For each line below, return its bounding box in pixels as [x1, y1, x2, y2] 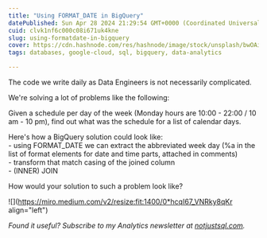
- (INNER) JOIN [8, 166, 58, 175]
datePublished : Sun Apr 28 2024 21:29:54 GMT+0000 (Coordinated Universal [8, 19, 261, 27]
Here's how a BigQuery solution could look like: [8, 132, 164, 142]
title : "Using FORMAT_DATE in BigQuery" [8, 11, 145, 20]
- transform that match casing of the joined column [8, 158, 176, 167]
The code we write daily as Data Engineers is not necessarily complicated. [8, 77, 252, 87]
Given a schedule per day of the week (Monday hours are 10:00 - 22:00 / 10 [8, 108, 257, 118]
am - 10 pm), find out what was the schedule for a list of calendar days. [8, 117, 242, 126]
